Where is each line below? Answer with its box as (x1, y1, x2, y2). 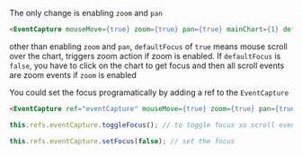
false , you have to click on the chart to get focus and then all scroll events (9, 60, 285, 71)
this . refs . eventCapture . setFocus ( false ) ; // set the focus (9, 136, 235, 146)
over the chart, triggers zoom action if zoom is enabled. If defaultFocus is (9, 50, 281, 61)
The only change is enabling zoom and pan (9, 8, 164, 18)
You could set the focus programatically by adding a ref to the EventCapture (9, 87, 289, 98)
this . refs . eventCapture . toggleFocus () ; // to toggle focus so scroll (9, 120, 276, 129)
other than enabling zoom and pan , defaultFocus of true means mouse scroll (9, 40, 288, 52)
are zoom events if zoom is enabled (9, 69, 138, 80)
